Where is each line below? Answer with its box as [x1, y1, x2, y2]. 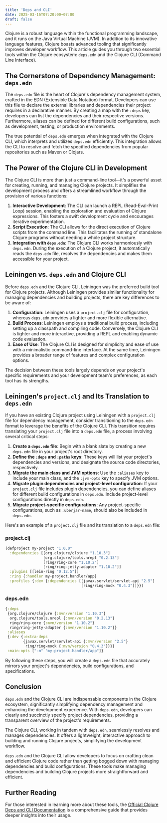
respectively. [12, 464, 39, 470]
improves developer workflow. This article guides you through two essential [5, 46, 161, 53]
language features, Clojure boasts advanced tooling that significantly [5, 41, 147, 47]
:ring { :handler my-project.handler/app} [9, 574, 97, 579]
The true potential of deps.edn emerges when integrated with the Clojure [5, 133, 154, 139]
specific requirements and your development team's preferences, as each [5, 372, 157, 378]
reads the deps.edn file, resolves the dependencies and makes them [12, 251, 152, 256]
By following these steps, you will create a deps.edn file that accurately [5, 657, 151, 663]
